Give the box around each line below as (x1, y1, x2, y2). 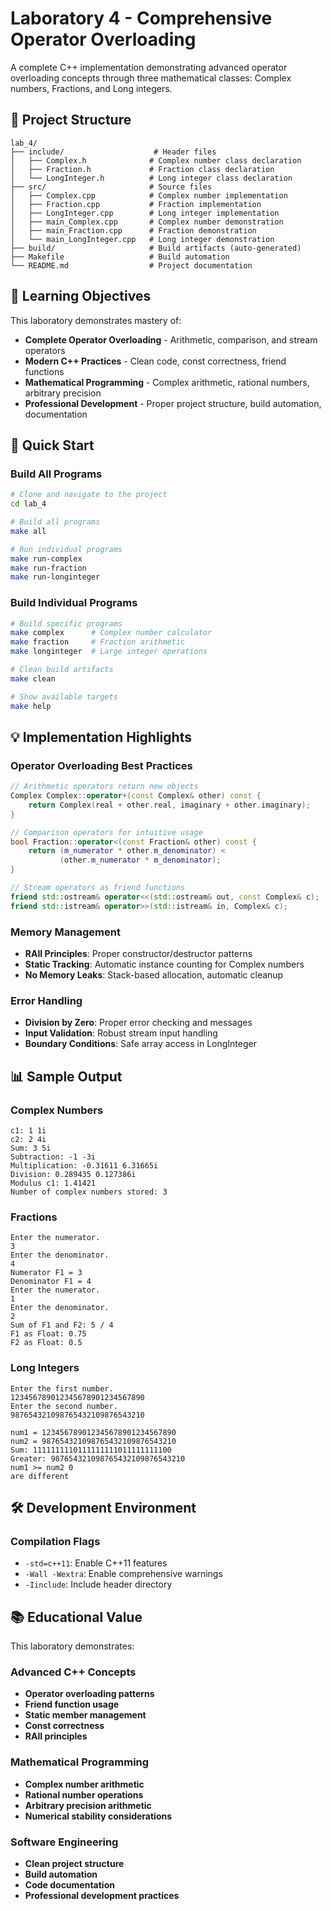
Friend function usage (24, 1698, 120, 1711)
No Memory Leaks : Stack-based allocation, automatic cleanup (24, 969, 284, 981)
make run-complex (10, 553, 83, 564)
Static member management (24, 1709, 147, 1721)
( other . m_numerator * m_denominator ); (59, 855, 222, 866)
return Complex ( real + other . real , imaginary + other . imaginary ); (28, 800, 311, 810)
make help (10, 701, 52, 711)
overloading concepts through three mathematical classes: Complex (10, 72, 292, 84)
